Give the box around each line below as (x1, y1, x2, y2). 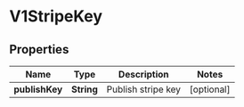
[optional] (189, 83, 231, 95)
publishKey (13, 83, 63, 95)
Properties (9, 42, 69, 57)
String (70, 83, 98, 95)
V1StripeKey (9, 6, 103, 27)
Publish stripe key (106, 83, 181, 95)
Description (118, 69, 169, 80)
